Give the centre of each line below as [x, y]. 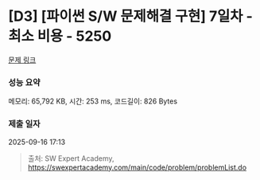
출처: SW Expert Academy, [71, 158]
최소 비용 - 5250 [60, 36]
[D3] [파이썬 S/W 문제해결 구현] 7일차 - [130, 16]
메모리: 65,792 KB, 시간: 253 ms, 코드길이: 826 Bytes [93, 101]
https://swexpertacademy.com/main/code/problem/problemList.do [137, 167]
